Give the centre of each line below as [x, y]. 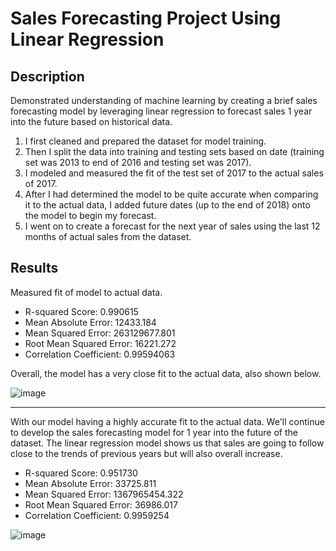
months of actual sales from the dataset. [108, 236]
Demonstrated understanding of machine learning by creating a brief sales [164, 100]
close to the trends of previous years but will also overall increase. [146, 453]
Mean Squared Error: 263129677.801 [100, 333]
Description [47, 76]
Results [34, 268]
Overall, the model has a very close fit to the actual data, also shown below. [166, 373]
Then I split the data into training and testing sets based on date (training [174, 151]
